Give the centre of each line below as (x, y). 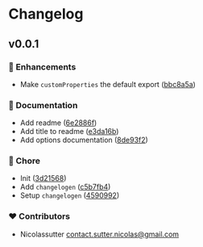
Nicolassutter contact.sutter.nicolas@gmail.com (99, 234)
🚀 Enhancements (42, 67)
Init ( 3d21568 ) (43, 178)
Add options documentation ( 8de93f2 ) (84, 140)
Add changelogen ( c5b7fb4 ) (65, 187)
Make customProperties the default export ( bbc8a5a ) (108, 84)
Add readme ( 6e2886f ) (58, 123)
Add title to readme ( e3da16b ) (69, 132)
